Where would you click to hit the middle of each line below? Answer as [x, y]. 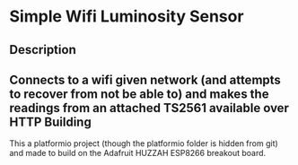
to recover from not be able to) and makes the [139, 94]
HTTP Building [50, 122]
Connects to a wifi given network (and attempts [145, 79]
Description [43, 50]
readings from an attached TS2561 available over [149, 108]
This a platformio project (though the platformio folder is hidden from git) [144, 143]
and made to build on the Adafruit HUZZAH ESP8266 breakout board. [138, 153]
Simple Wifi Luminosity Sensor [127, 17]
